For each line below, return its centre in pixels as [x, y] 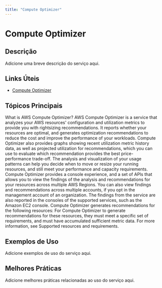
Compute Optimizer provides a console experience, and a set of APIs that [79, 174]
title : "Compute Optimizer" [34, 10]
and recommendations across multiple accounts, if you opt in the [70, 190]
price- [127, 154]
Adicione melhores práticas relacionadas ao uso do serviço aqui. [70, 280]
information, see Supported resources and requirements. [62, 226]
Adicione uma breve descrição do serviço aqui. [52, 63]
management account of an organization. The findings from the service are [80, 195]
